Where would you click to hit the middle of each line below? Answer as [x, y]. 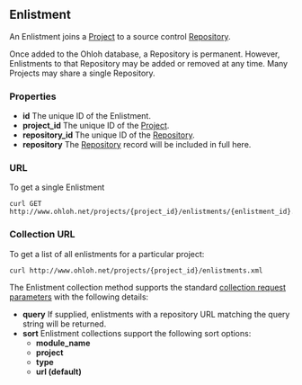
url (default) [59, 372]
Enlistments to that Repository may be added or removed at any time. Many [149, 63]
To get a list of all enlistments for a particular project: [107, 254]
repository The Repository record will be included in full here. [137, 145]
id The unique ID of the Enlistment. [86, 116]
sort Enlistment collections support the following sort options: [137, 333]
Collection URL [42, 235]
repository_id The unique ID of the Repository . [108, 135]
